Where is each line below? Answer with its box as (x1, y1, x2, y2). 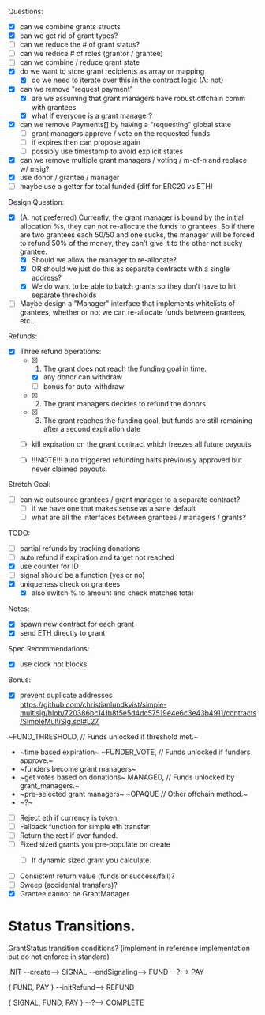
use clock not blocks (19, 659, 88, 669)
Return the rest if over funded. (19, 830, 118, 840)
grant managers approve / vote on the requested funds (31, 128, 211, 138)
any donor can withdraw (43, 372, 123, 382)
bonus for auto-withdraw (43, 381, 125, 391)
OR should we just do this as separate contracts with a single (31, 264, 230, 274)
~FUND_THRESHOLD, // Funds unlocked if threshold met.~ (8, 731, 199, 741)
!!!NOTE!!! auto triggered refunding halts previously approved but (31, 455, 243, 465)
